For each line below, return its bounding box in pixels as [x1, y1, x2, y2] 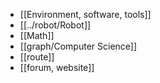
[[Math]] [19, 30, 55, 41]
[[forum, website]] [19, 62, 95, 73]
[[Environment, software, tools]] [19, 9, 152, 20]
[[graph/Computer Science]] [19, 40, 138, 52]
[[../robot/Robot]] [19, 19, 92, 31]
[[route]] [19, 51, 55, 63]
